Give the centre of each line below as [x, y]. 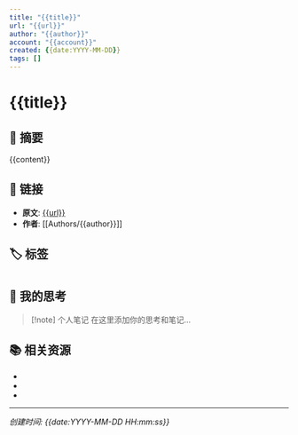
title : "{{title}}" [45, 17]
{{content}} [30, 159]
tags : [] [25, 59]
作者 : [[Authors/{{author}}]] [72, 224]
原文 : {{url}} [43, 212]
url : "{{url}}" [37, 26]
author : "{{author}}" [49, 34]
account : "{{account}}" [53, 42]
